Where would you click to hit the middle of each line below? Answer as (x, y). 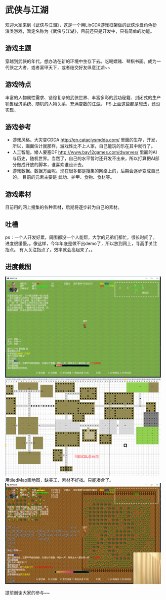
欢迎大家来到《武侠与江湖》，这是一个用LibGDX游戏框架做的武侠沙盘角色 (79, 25)
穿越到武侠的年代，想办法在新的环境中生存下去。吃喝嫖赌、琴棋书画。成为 (81, 61)
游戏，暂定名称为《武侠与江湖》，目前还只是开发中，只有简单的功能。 (84, 31)
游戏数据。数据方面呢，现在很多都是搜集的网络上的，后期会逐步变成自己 (86, 171)
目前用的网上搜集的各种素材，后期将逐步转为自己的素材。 (63, 207)
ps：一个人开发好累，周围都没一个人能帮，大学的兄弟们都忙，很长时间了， (81, 237)
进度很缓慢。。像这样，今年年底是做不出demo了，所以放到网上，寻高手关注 (81, 243)
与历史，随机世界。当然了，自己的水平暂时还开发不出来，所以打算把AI (84, 158)
